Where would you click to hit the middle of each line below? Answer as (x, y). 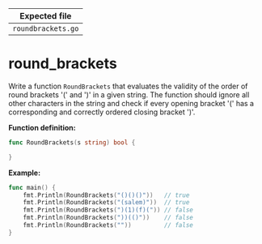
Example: (25, 173)
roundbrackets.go (46, 29)
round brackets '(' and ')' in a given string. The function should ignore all (129, 94)
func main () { (32, 187)
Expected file (46, 16)
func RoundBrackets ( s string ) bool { (72, 142)
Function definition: (42, 127)
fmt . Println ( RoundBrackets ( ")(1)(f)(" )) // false (108, 210)
